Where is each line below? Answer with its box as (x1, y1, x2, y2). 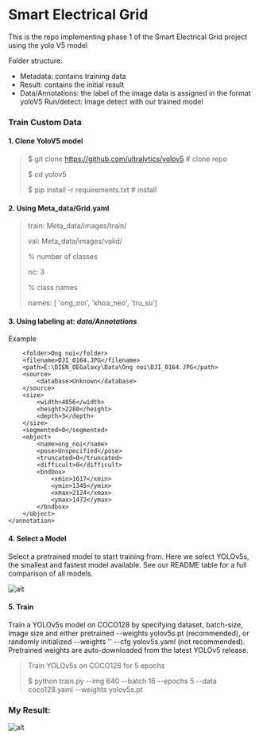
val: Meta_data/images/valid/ (27, 237, 123, 246)
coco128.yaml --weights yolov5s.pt (27, 684, 143, 694)
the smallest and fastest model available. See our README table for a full (8, 560, 247, 569)
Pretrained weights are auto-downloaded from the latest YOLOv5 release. (8, 645, 249, 654)
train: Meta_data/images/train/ (27, 221, 127, 230)
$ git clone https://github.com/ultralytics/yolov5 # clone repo (27, 154, 228, 164)
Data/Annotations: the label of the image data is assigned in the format (19, 88, 252, 97)
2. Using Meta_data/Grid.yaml (8, 203, 110, 213)
